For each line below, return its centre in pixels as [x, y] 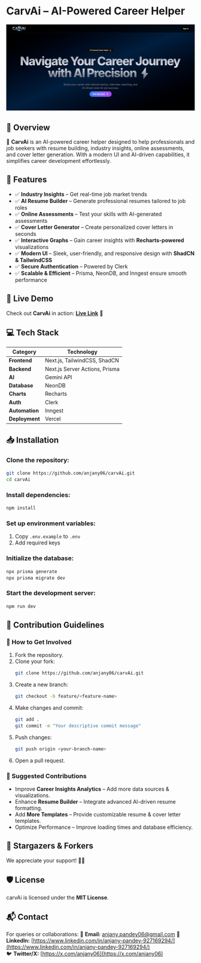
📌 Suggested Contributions [46, 776]
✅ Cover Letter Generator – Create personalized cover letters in [94, 227]
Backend [20, 369]
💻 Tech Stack [33, 333]
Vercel [53, 419]
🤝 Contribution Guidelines [55, 625]
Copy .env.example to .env [48, 537]
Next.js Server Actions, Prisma [82, 369]
